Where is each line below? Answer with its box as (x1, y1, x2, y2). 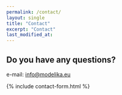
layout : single (6, 15, 45, 21)
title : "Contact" (6, 20, 51, 26)
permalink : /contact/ (6, 9, 62, 15)
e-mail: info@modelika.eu (6, 70, 71, 78)
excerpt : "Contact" (6, 26, 56, 32)
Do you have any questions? (6, 55, 116, 65)
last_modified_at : (6, 32, 53, 38)
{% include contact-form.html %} (6, 82, 90, 89)
